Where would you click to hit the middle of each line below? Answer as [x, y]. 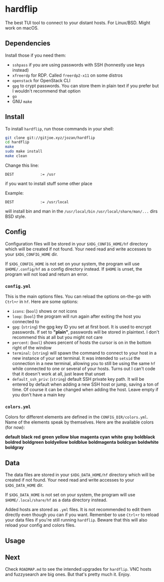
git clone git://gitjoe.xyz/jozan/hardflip [50, 138]
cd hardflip [17, 142]
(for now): [15, 428]
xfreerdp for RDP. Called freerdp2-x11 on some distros [67, 75]
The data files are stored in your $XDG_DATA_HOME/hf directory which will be [80, 475]
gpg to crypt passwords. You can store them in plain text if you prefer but [85, 86]
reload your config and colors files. [40, 525]
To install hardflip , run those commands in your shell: [59, 128]
